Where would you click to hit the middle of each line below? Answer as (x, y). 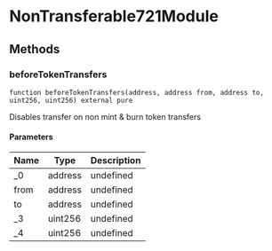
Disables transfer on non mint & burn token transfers (105, 116)
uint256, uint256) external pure (71, 100)
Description (116, 161)
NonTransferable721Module (114, 16)
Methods (35, 49)
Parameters (31, 137)
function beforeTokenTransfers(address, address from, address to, (137, 92)
